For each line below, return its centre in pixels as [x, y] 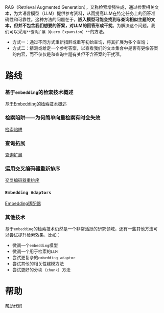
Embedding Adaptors [28, 193]
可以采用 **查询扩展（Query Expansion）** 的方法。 [58, 32]
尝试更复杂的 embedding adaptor [44, 257]
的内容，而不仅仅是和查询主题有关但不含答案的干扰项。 [68, 54]
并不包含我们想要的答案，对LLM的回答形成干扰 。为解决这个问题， [84, 25]
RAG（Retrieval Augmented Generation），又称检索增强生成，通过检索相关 [80, 7]
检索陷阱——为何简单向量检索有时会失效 [53, 118]
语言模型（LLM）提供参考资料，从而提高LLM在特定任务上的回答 [86, 13]
